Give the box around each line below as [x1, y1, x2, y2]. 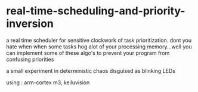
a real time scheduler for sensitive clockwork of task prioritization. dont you [6, 36, 192, 44]
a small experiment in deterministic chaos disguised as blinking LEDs [6, 67, 176, 74]
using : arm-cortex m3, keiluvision [6, 79, 90, 86]
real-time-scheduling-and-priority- [6, 4, 185, 18]
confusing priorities [6, 56, 54, 63]
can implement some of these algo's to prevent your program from [6, 49, 170, 56]
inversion [6, 17, 54, 30]
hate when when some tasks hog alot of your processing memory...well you [6, 43, 192, 50]
